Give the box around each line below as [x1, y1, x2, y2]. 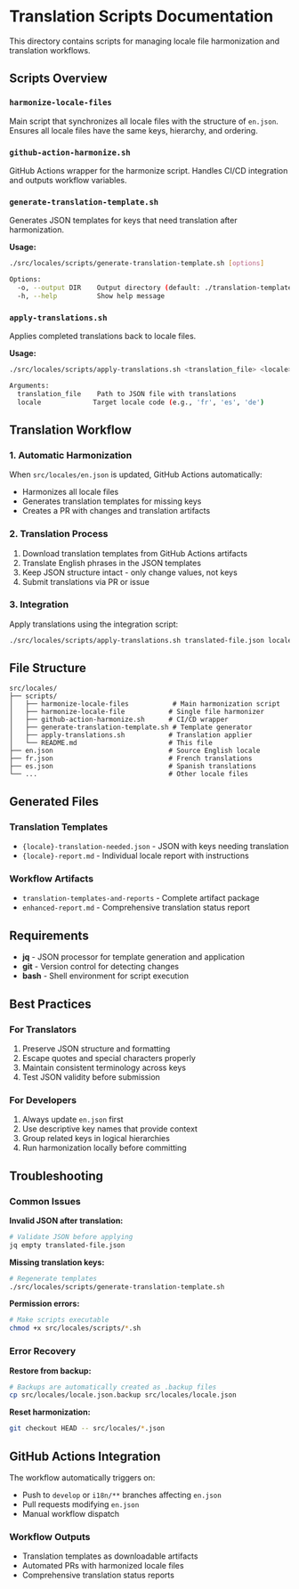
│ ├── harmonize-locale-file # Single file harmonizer [9, 708, 265, 717]
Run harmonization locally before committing [21, 1142, 187, 1154]
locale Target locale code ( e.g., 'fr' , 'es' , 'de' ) [17, 398, 265, 407]
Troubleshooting [9, 1168, 104, 1183]
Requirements [9, 928, 89, 943]
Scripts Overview [9, 71, 109, 86]
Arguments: [9, 381, 50, 390]
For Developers [9, 1093, 77, 1106]
